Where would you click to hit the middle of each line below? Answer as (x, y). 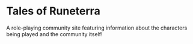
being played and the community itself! (54, 34)
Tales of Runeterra (53, 11)
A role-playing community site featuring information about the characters (97, 28)
